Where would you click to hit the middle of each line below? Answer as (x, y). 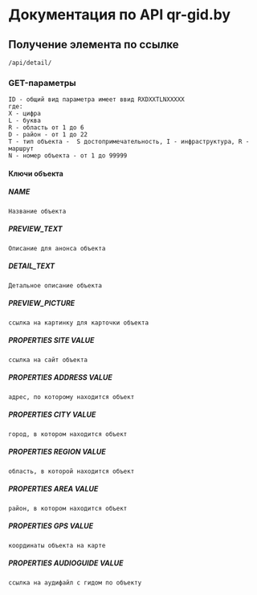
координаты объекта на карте (57, 545)
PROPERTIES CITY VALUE (52, 414)
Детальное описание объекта (55, 285)
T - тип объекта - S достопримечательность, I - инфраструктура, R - (129, 142)
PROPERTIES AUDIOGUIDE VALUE (66, 563)
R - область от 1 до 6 (46, 128)
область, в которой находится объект (71, 471)
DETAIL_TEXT (32, 266)
